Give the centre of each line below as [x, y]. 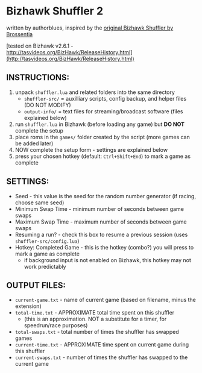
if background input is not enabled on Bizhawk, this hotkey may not [107, 260]
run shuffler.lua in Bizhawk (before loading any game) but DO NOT [100, 124]
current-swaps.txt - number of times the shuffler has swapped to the [101, 357]
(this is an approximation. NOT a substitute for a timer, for [95, 319]
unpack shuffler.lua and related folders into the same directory [95, 92]
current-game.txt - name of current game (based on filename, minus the [105, 300]
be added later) [34, 143]
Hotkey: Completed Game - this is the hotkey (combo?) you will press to [104, 247]
